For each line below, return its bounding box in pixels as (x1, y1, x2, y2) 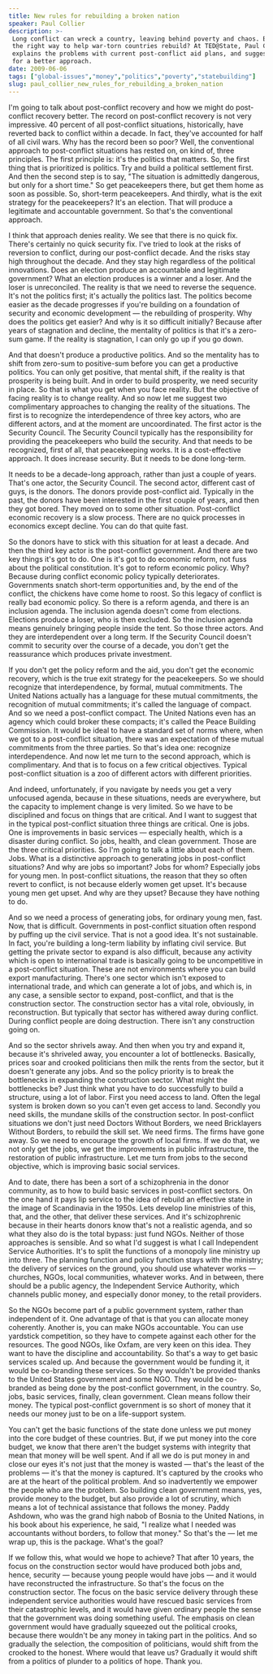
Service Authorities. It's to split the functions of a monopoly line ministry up (8, 1246, 261, 1256)
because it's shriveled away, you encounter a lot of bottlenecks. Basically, (8, 1049, 256, 1059)
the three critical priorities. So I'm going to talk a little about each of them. (8, 845, 255, 854)
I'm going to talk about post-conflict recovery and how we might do (8, 102, 234, 112)
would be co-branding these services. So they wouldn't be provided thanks (8, 1365, 262, 1375)
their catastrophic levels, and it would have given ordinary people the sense (8, 1604, 262, 1614)
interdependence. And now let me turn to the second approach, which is (8, 751, 251, 761)
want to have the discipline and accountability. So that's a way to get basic (8, 1348, 258, 1358)
